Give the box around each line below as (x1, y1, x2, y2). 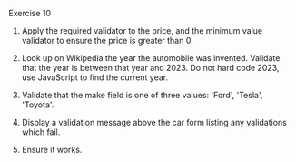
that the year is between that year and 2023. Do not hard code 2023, (21, 63, 280, 73)
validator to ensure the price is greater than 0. (21, 35, 193, 46)
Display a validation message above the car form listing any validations (21, 117, 287, 127)
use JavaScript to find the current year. (21, 72, 169, 83)
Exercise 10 (8, 8, 52, 18)
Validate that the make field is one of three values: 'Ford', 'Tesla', (21, 90, 263, 100)
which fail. (21, 127, 61, 137)
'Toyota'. (21, 99, 54, 110)
